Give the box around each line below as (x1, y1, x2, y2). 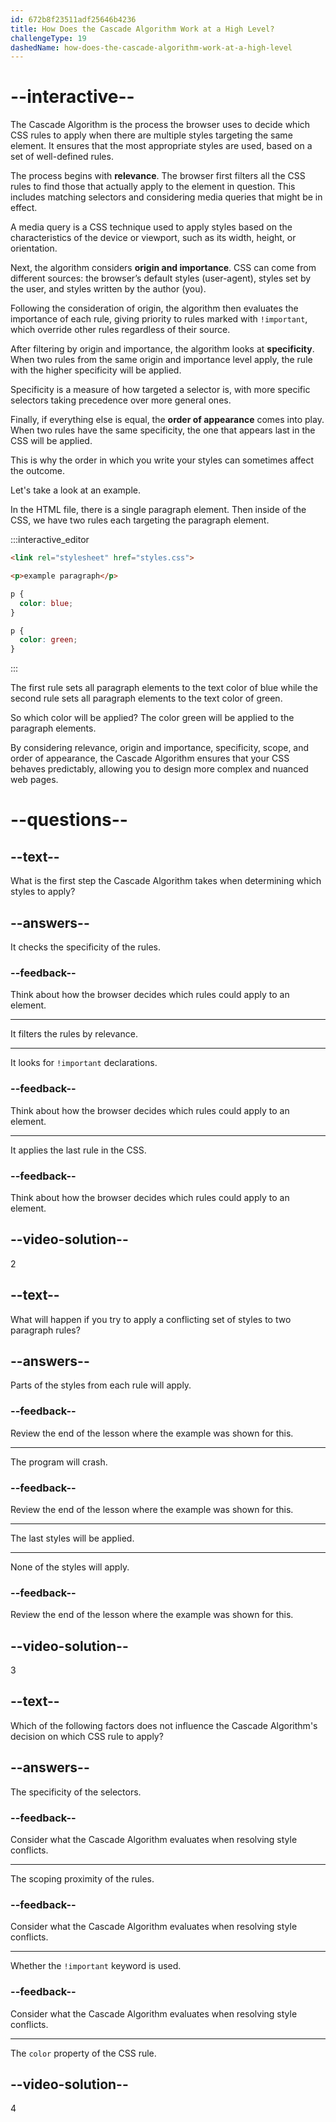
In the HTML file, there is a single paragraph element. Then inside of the (10, 504, 307, 516)
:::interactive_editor (10, 534, 90, 546)
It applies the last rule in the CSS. (10, 1144, 147, 1156)
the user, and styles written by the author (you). (10, 283, 207, 295)
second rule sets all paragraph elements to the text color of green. (10, 692, 283, 705)
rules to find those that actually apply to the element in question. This (10, 181, 296, 193)
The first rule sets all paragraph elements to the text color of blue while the (10, 682, 318, 694)
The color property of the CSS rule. (10, 2047, 157, 2059)
